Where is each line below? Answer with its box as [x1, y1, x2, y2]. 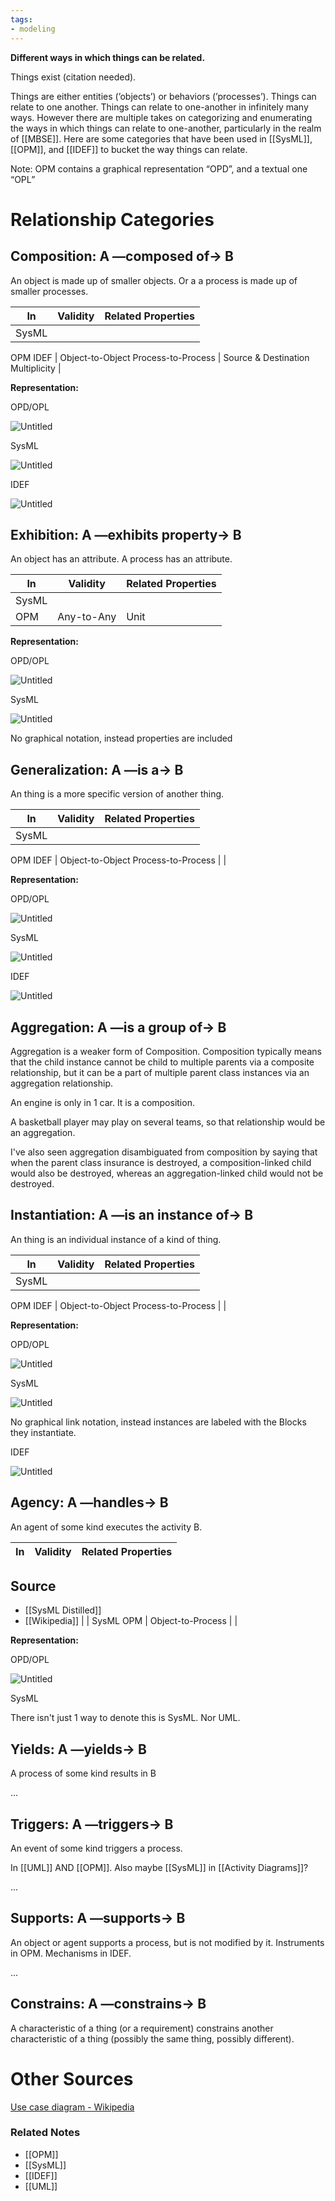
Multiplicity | [10, 362, 62, 374]
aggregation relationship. [10, 1077, 114, 1089]
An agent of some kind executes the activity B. [10, 1521, 203, 1533]
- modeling [10, 24, 56, 34]
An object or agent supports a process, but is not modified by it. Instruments [10, 1936, 325, 1948]
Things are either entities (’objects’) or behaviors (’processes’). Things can [10, 90, 317, 102]
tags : [10, 14, 33, 25]
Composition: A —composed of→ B [10, 248, 234, 265]
